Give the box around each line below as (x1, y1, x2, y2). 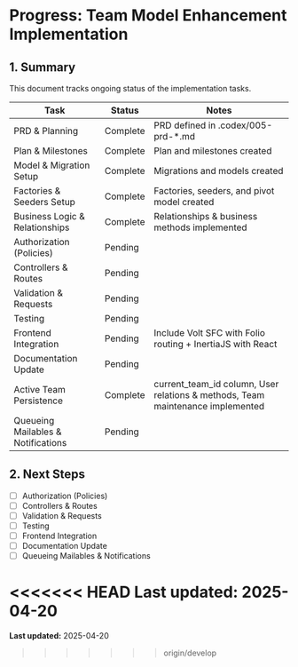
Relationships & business (153, 210, 258, 222)
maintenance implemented (153, 401, 265, 412)
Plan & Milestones (13, 145, 89, 156)
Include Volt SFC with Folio (153, 327, 266, 338)
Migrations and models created (153, 165, 284, 177)
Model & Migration (13, 159, 90, 171)
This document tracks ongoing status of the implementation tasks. (9, 83, 252, 93)
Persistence (13, 394, 64, 407)
